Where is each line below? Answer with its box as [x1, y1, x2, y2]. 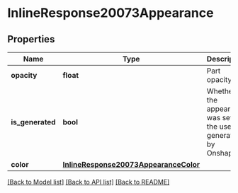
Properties [7, 33, 55, 45]
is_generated [11, 117, 56, 127]
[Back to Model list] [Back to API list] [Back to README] [7, 178, 170, 186]
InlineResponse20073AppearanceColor [62, 160, 200, 169]
